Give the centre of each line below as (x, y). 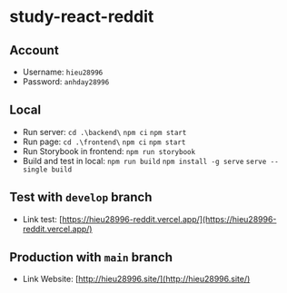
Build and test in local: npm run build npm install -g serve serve (144, 161)
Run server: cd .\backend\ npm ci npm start (104, 132)
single (35, 170)
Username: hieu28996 (63, 72)
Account (34, 50)
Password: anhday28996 (66, 82)
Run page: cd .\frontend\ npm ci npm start (104, 142)
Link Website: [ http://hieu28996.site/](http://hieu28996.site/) (136, 279)
